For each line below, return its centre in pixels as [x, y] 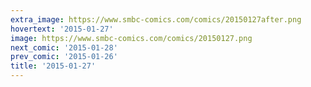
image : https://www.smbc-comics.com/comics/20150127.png [131, 38]
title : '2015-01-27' [53, 66]
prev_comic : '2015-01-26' [64, 57]
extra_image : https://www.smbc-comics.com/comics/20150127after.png [156, 19]
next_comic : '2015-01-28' [64, 47]
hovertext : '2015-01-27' [62, 29]
